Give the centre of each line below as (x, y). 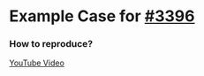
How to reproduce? (51, 44)
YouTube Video (37, 63)
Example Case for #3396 (102, 16)
